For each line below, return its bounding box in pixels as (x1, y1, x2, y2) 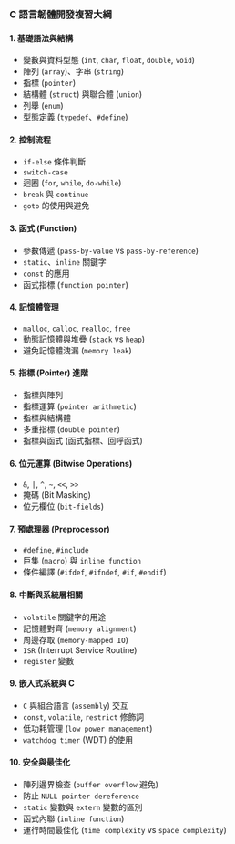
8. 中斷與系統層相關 (9, 589, 84, 600)
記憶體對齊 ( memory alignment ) (22, 623, 137, 634)
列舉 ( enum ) (22, 100, 64, 111)
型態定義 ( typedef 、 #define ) (22, 111, 129, 122)
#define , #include (22, 544, 89, 555)
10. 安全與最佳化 (9, 756, 71, 768)
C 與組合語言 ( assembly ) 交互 (22, 700, 129, 711)
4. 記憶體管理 (9, 301, 59, 312)
